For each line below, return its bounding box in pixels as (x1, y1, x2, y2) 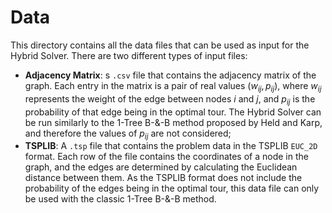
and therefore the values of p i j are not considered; (24, 127, 232, 141)
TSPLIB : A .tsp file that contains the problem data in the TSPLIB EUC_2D (24, 140, 318, 152)
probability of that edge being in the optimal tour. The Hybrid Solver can (24, 106, 322, 118)
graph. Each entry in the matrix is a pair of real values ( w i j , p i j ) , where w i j (24, 79, 322, 94)
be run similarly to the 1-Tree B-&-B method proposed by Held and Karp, (24, 116, 323, 128)
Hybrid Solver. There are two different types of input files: (10, 49, 248, 61)
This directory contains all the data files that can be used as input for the (10, 39, 310, 51)
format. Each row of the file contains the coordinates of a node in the (24, 151, 309, 163)
